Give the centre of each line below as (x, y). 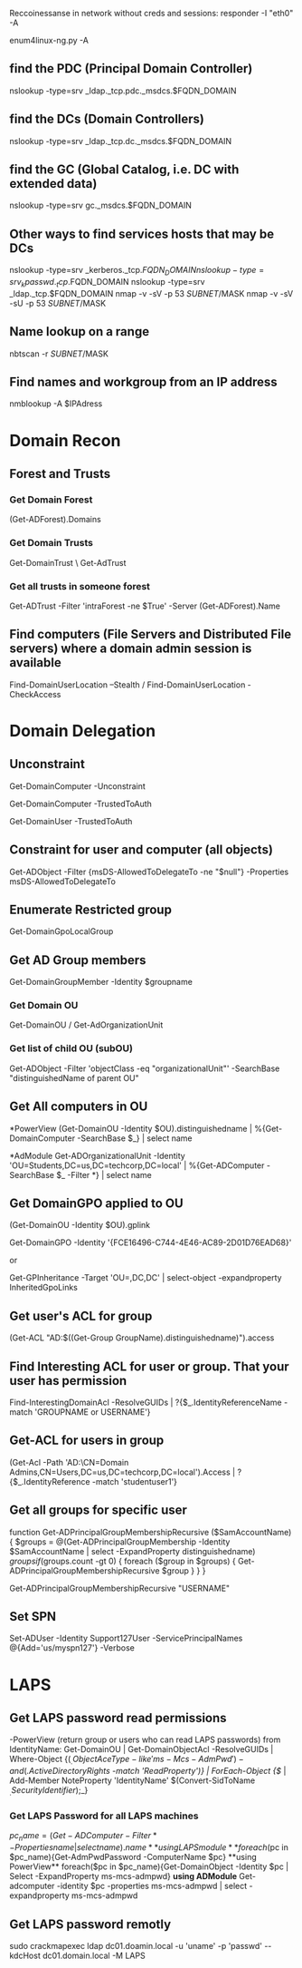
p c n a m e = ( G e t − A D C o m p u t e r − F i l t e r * (83, 1837)
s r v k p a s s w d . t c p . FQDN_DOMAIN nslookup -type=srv (107, 283)
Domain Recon (65, 440)
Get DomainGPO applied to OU (96, 1203)
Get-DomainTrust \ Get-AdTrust (68, 562)
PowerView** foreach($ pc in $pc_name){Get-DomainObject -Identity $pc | (149, 1866)
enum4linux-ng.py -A (49, 40)
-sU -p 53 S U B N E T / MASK (58, 303)
